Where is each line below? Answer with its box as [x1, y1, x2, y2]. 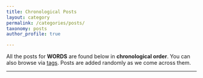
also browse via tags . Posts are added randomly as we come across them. [6, 59, 192, 67]
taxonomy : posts [6, 25, 47, 32]
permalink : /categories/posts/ [6, 20, 85, 26]
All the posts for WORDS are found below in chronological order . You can [6, 53, 190, 60]
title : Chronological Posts [6, 8, 77, 15]
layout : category [6, 14, 50, 20]
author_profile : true [6, 31, 61, 37]
